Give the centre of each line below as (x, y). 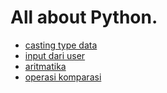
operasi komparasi (63, 77)
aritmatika (45, 66)
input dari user (55, 55)
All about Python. (84, 17)
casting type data (61, 45)
